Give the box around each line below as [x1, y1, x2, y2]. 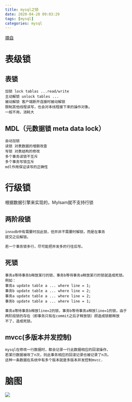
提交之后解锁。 [5, 235, 31, 239]
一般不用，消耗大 [5, 110, 35, 115]
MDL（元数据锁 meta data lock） [5, 124, 105, 133]
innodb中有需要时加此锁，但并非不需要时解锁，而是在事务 [5, 229, 106, 234]
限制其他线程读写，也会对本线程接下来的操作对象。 [5, 105, 93, 110]
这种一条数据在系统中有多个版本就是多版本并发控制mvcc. [5, 358, 103, 363]
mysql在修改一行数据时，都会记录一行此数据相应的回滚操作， [5, 347, 111, 353]
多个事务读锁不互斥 [5, 154, 38, 159]
